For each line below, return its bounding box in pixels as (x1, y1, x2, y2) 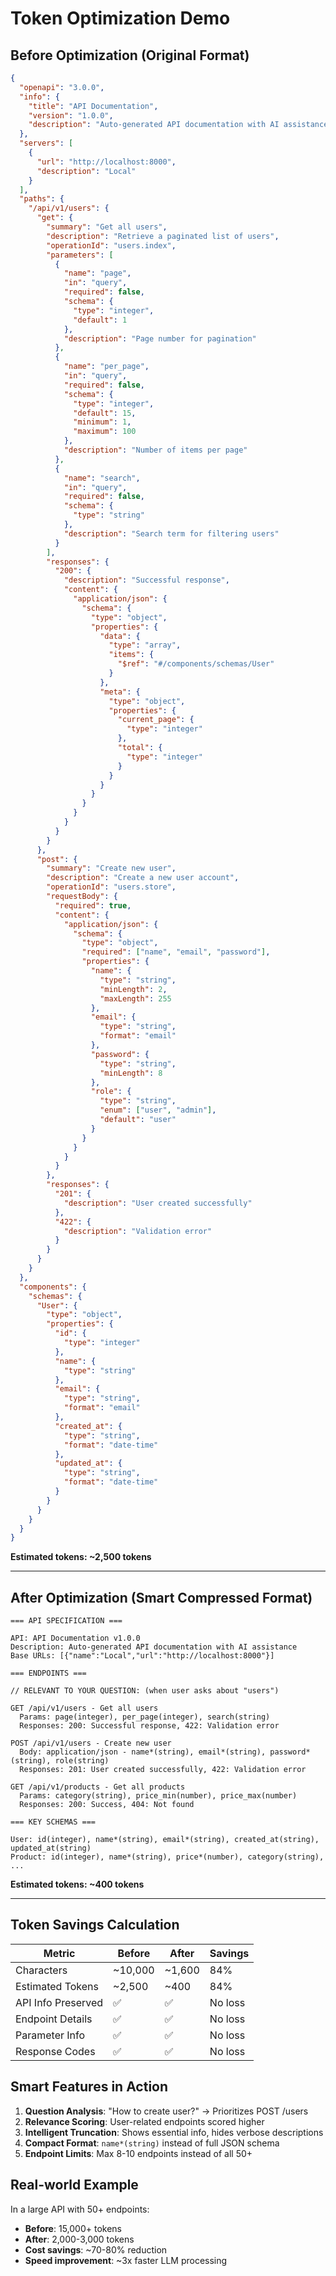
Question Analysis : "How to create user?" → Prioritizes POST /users (24, 2105, 309, 2117)
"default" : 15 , (73, 408, 137, 418)
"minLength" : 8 (99, 1068, 163, 1078)
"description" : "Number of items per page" (63, 445, 248, 455)
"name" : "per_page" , (63, 362, 150, 372)
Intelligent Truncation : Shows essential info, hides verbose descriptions (24, 2126, 324, 2138)
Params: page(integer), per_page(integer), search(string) (19, 1712, 271, 1722)
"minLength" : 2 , (99, 984, 168, 994)
